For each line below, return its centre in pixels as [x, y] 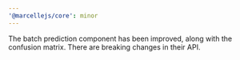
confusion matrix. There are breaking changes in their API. [104, 47]
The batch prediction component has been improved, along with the [120, 38]
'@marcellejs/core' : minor [53, 16]
